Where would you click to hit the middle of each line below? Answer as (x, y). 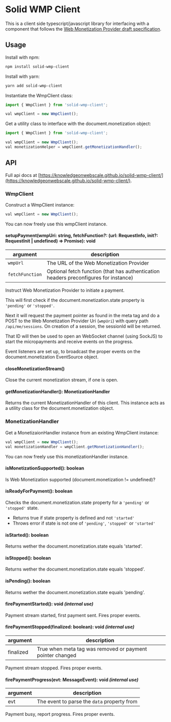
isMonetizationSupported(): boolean (45, 468)
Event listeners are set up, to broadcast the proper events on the (73, 352)
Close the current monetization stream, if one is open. (62, 380)
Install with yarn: (22, 76)
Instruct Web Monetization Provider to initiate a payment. (65, 290)
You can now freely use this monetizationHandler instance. (67, 456)
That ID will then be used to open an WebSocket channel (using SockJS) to (84, 336)
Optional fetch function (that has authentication (103, 271)
